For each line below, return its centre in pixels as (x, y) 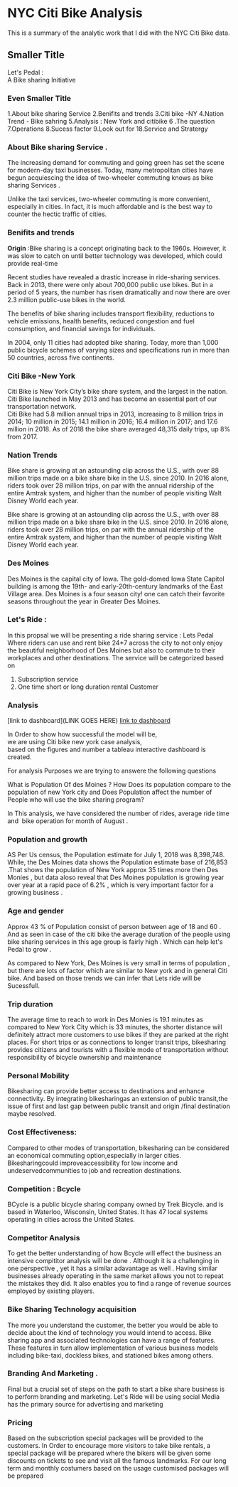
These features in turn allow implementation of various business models (113, 1348)
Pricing (20, 1422)
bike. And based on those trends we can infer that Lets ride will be (104, 978)
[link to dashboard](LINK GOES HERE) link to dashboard (89, 721)
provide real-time (33, 263)
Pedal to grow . (29, 949)
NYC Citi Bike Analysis (75, 13)
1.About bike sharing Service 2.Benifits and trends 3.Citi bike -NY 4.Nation (115, 114)
